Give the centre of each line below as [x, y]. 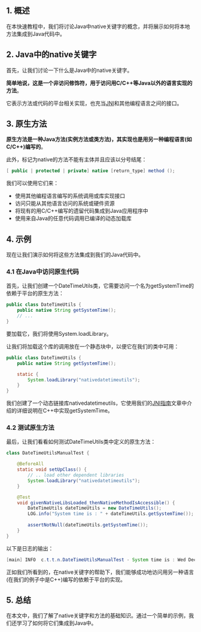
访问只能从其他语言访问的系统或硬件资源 [65, 203]
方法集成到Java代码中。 [36, 34]
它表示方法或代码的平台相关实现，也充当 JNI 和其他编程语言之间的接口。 [94, 103]
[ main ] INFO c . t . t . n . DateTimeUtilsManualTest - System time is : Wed [96, 559]
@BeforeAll [31, 464]
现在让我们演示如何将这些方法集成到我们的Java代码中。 [75, 255]
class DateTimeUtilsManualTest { [48, 453]
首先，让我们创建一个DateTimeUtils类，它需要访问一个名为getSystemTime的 [100, 286]
